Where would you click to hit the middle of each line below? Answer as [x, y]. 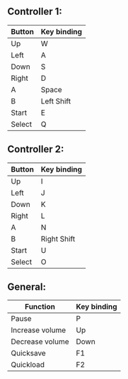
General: [27, 287]
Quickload [28, 365]
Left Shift [56, 101]
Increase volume [39, 330]
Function [40, 307]
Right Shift [58, 239]
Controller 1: [35, 12]
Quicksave [28, 353]
